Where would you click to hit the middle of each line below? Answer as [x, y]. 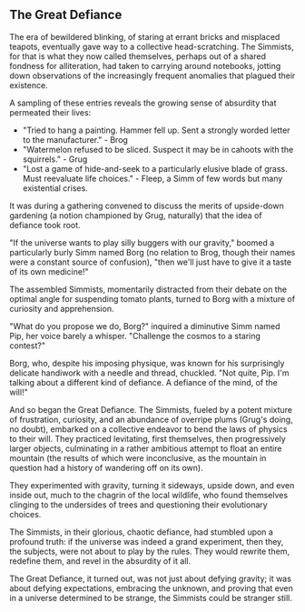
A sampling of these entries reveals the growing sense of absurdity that [143, 103]
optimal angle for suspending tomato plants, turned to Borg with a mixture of [152, 298]
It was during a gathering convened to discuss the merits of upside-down [147, 206]
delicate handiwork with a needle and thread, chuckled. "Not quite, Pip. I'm [149, 373]
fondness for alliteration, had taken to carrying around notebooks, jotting [145, 65]
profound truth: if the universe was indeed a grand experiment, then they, [147, 541]
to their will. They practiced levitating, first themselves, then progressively [148, 438]
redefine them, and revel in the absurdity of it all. [100, 561]
